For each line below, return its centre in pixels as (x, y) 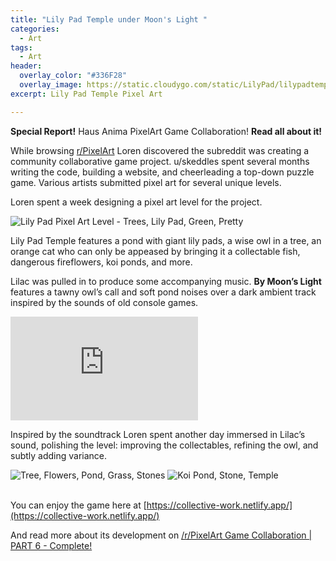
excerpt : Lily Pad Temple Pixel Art (86, 94)
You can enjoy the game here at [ (78, 505)
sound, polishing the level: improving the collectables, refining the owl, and (164, 445)
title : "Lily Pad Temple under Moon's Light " (109, 19)
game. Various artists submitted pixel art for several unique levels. (146, 182)
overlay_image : (51, 85)
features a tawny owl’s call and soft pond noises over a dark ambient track (163, 292)
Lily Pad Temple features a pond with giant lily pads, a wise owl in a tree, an (166, 240)
